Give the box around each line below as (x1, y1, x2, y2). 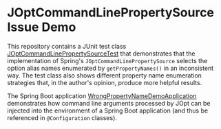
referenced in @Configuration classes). (7, 113, 117, 121)
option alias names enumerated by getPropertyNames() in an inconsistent (7, 64, 214, 72)
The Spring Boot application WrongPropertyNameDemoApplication (7, 91, 197, 100)
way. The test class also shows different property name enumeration (7, 71, 202, 80)
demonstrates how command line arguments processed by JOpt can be (7, 99, 211, 107)
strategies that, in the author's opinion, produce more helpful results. (7, 78, 202, 86)
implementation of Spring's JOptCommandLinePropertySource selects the (7, 56, 208, 64)
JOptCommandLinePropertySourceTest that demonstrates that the (7, 49, 196, 58)
